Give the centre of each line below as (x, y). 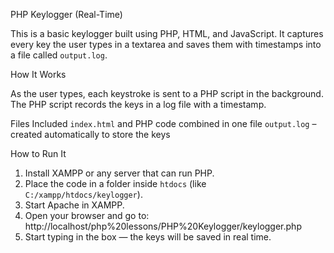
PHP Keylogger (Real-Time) (66, 14)
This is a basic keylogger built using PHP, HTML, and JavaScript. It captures (167, 33)
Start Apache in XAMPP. (74, 205)
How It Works (38, 74)
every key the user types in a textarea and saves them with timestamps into (166, 44)
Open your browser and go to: (87, 215)
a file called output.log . (59, 55)
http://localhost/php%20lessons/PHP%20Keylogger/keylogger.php (163, 226)
